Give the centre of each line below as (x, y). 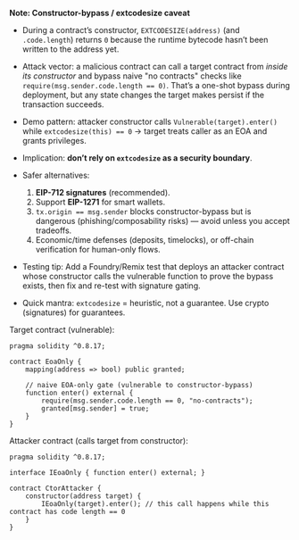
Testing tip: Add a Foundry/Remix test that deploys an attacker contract (153, 266)
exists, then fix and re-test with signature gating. (111, 286)
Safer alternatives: (56, 175)
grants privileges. (54, 141)
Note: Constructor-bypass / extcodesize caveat (100, 13)
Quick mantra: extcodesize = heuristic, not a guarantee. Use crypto (145, 303)
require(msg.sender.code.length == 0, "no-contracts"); (147, 401)
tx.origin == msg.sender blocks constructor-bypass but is (143, 212)
